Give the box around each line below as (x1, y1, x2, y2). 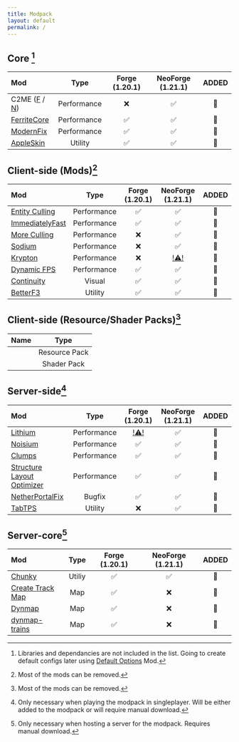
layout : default (7, 17, 55, 24)
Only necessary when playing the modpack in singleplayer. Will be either (17, 698, 231, 706)
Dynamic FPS (11, 264, 56, 274)
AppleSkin (11, 138, 46, 148)
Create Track (11, 583, 55, 593)
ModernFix (11, 126, 48, 136)
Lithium (11, 427, 36, 437)
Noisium (11, 439, 39, 449)
